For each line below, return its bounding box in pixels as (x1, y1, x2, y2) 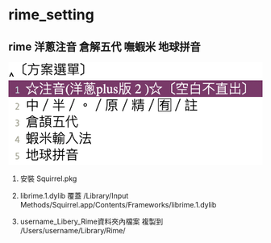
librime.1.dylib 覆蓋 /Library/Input (19, 191, 129, 201)
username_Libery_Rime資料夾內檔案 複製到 (19, 216, 164, 227)
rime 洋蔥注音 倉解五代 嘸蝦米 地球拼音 (8, 40, 201, 53)
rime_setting (8, 6, 94, 24)
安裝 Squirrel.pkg (19, 174, 77, 183)
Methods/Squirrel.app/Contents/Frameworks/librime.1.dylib (19, 200, 217, 210)
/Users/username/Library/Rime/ (19, 226, 126, 236)
